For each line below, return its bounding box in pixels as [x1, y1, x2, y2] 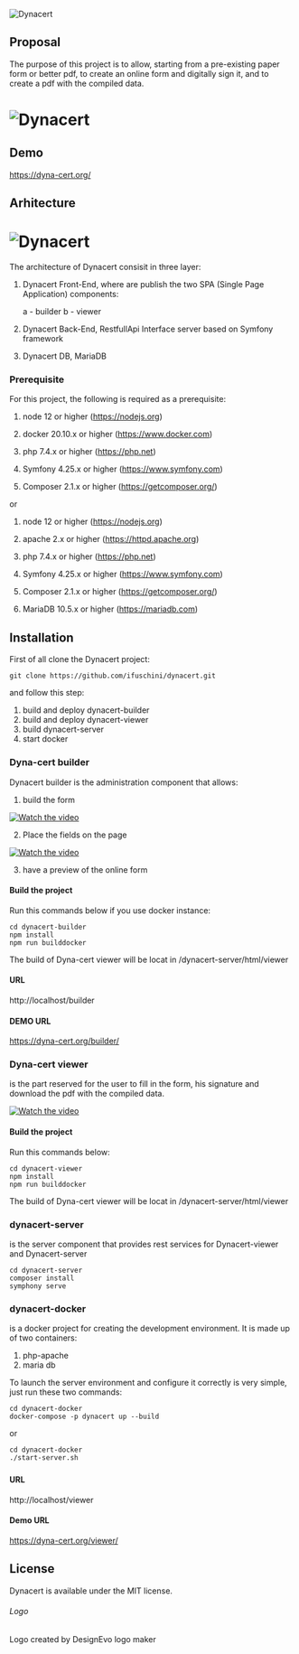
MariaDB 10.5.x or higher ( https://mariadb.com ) [22, 603, 199, 614]
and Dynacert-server [9, 1248, 88, 1259]
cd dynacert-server [9, 1266, 83, 1275]
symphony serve [9, 1281, 67, 1291]
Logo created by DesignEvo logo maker [9, 1634, 156, 1644]
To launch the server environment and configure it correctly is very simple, [9, 1378, 287, 1388]
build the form [22, 794, 75, 805]
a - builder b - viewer [22, 306, 102, 317]
